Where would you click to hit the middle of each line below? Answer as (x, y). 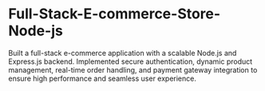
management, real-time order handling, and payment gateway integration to (133, 69)
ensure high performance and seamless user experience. (103, 78)
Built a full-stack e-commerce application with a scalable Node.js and (123, 53)
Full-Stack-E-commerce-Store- (115, 14)
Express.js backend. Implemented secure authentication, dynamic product (131, 61)
